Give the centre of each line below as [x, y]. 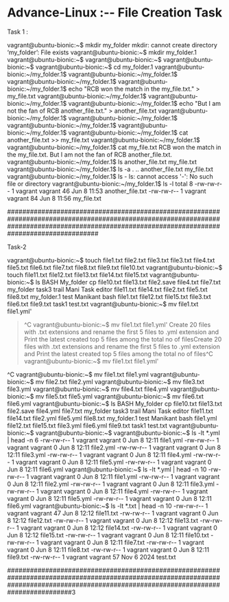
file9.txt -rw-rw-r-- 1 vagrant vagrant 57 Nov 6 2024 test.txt [92, 557]
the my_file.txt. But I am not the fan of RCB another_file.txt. [90, 154]
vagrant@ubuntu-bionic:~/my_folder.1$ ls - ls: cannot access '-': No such [110, 176]
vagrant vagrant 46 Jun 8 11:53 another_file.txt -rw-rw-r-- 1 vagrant [111, 191]
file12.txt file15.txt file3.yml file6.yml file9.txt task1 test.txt [87, 425]
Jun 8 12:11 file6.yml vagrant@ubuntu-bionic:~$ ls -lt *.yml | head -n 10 [107, 469]
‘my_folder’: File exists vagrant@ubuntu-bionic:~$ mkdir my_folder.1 [102, 52]
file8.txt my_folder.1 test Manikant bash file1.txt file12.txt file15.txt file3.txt [109, 296]
